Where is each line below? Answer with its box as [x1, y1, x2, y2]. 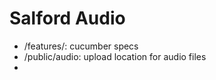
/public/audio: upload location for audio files [23, 50, 207, 62]
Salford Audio [9, 7, 126, 30]
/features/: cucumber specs [23, 40, 139, 52]
